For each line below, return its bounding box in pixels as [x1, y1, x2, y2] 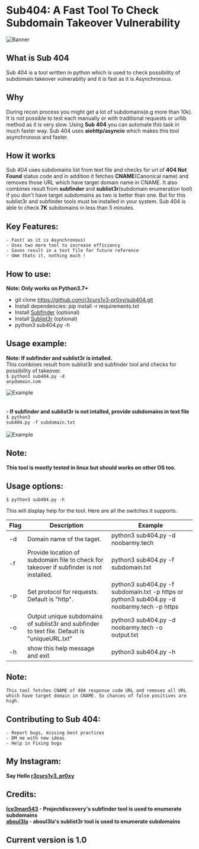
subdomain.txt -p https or [111, 588, 184, 596]
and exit [27, 652, 50, 660]
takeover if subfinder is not [27, 563, 102, 572]
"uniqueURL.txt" [27, 635, 73, 643]
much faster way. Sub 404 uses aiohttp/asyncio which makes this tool [6, 127, 179, 134]
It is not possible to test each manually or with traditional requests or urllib [6, 114, 187, 122]
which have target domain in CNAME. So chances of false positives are [6, 693, 187, 699]
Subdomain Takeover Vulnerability [6, 16, 181, 30]
